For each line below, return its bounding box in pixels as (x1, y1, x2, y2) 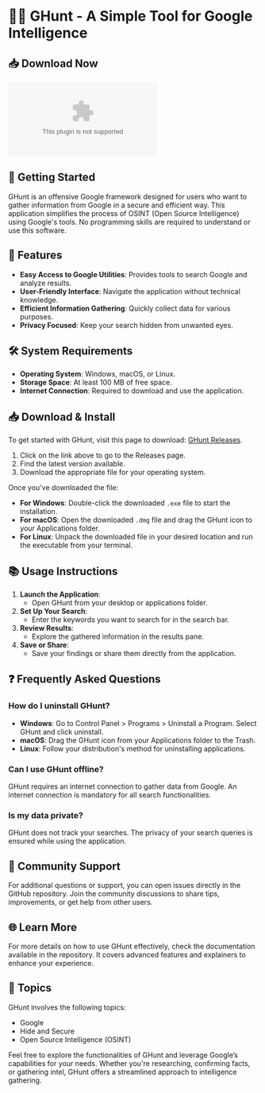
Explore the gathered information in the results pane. (31, 631, 205, 642)
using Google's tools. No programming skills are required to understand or (8, 217, 252, 226)
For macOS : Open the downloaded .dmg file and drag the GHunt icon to (19, 516, 252, 525)
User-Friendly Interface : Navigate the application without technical (19, 286, 240, 296)
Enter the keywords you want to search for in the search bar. (31, 615, 230, 624)
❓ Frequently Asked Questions (8, 673, 161, 686)
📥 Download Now (8, 56, 98, 70)
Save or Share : (19, 640, 70, 650)
